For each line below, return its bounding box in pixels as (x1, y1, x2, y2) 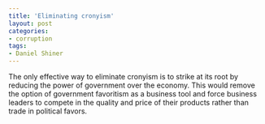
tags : (8, 42, 27, 50)
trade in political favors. (8, 106, 88, 116)
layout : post (8, 19, 53, 28)
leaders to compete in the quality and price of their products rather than (8, 98, 250, 107)
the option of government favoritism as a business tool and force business (8, 89, 258, 98)
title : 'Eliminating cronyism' (8, 11, 115, 20)
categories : (8, 27, 49, 35)
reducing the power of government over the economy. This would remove (8, 80, 256, 90)
